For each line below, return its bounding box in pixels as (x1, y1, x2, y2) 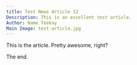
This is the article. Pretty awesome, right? (6, 42, 108, 49)
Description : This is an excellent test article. (6, 14, 132, 20)
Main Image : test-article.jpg (6, 25, 82, 32)
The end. (6, 53, 29, 60)
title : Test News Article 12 (6, 8, 79, 15)
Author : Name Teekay (6, 20, 58, 26)
